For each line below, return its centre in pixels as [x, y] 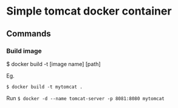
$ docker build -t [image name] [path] [54, 64]
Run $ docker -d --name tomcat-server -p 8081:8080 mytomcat [86, 98]
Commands [29, 34]
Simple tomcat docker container [89, 11]
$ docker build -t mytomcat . [45, 87]
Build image [24, 51]
